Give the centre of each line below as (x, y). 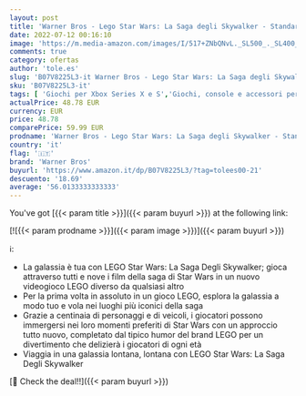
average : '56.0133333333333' (65, 188)
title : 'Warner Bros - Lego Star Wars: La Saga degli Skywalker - (138, 26)
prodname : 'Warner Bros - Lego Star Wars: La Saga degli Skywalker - (144, 137)
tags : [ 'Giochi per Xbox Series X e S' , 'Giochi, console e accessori (146, 94)
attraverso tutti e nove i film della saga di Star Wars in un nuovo (141, 277)
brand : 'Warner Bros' (51, 162)
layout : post (34, 18)
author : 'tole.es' (44, 69)
